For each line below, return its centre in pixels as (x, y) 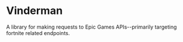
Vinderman (35, 11)
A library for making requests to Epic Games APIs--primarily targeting (91, 27)
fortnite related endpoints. (38, 33)
